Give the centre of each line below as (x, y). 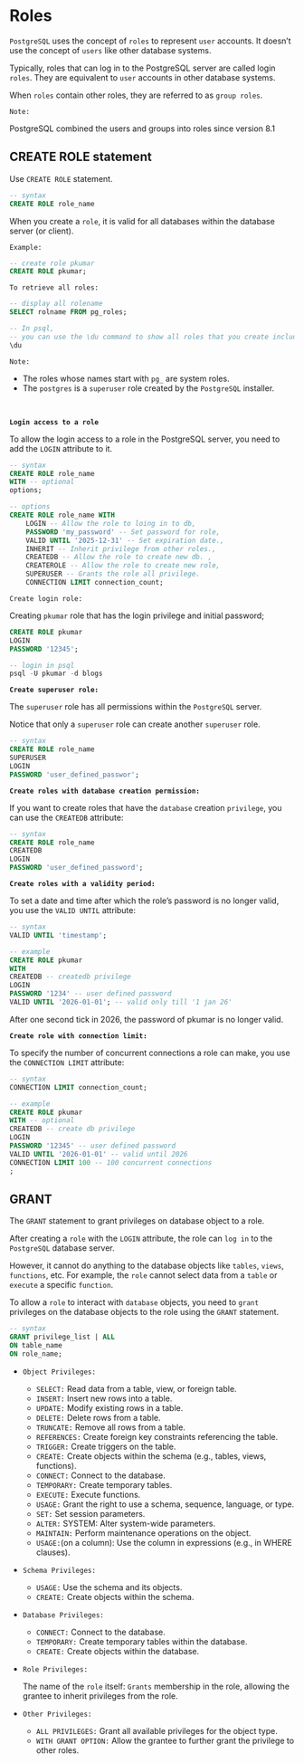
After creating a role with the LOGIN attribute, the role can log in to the (141, 1239)
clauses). (53, 1552)
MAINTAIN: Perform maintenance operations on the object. (143, 1533)
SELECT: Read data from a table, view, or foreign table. (136, 1388)
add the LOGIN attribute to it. (61, 448)
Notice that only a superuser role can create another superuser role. (135, 724)
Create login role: (46, 598)
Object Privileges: (59, 1372)
